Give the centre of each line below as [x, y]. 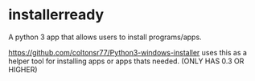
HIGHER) [23, 69]
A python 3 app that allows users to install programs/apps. [105, 37]
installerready [56, 15]
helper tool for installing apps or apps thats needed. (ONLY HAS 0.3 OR [126, 61]
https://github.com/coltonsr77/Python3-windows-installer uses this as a [128, 52]
